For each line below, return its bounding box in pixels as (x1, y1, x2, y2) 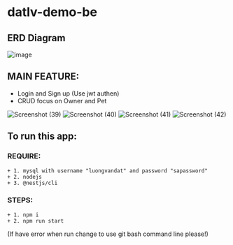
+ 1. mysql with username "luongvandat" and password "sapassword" (7, 167, 209, 175)
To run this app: (7, 131, 77, 142)
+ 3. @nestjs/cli (7, 179, 58, 186)
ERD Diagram (7, 32, 66, 44)
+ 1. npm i (7, 211, 39, 218)
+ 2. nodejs (7, 173, 42, 180)
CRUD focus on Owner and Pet (17, 96, 107, 105)
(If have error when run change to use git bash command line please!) (7, 230, 209, 238)
